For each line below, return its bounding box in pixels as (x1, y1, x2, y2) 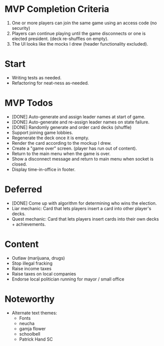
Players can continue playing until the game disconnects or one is (11, 30, 146, 36)
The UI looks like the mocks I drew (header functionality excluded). (11, 41, 149, 47)
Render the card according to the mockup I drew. (11, 140, 112, 146)
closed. (11, 161, 27, 167)
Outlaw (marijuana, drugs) (11, 255, 65, 261)
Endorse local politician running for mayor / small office (11, 276, 124, 282)
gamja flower (19, 326, 46, 332)
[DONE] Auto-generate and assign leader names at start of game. (11, 114, 146, 119)
